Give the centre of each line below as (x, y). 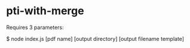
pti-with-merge (45, 11)
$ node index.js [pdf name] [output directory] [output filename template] (95, 39)
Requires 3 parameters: (35, 27)
